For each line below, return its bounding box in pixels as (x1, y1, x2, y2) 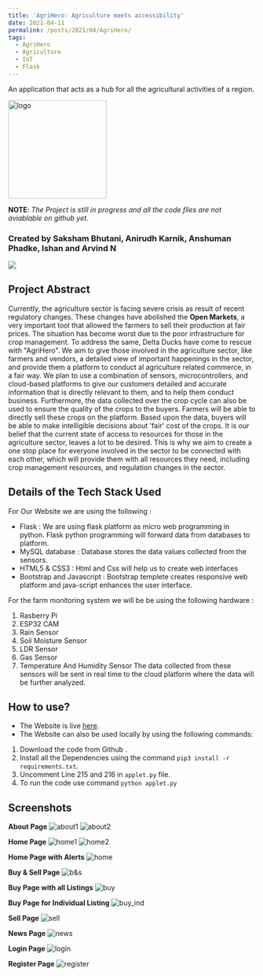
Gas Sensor (19, 653, 57, 662)
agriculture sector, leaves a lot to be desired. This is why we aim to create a (8, 438, 253, 447)
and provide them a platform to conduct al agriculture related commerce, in (8, 362, 251, 372)
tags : (8, 33, 26, 42)
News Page (8, 929, 46, 938)
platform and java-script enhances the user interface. (19, 580, 192, 590)
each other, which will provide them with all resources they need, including (8, 454, 250, 464)
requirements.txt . (19, 761, 79, 771)
